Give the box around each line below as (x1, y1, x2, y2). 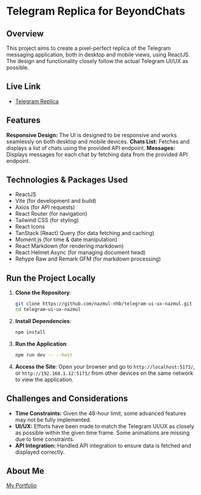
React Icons (15, 223, 46, 230)
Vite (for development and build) (15, 197, 97, 205)
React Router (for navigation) (15, 210, 88, 217)
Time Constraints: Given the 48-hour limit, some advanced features (15, 409, 186, 417)
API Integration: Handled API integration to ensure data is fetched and (15, 442, 191, 449)
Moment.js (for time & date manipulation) (15, 236, 118, 244)
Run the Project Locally (6, 273, 96, 283)
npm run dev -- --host (15, 352, 73, 358)
